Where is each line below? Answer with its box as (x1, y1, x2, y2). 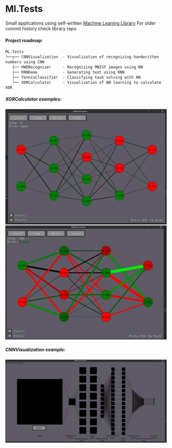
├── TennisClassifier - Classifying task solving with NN (12, 75, 141, 80)
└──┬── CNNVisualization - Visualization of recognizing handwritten (5, 54, 159, 59)
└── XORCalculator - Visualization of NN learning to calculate (12, 80, 161, 85)
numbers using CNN (5, 59, 45, 65)
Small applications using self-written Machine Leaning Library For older (5, 20, 156, 26)
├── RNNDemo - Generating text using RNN (12, 70, 125, 75)
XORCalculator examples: (5, 96, 62, 102)
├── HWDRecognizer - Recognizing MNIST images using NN (12, 65, 143, 70)
